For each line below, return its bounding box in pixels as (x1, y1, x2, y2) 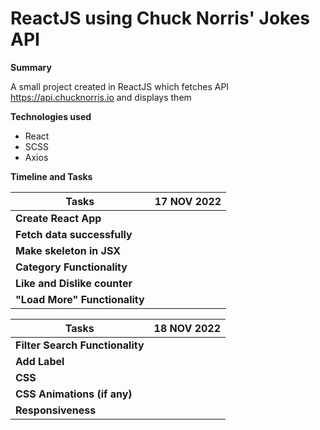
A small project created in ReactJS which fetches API (10, 80, 230, 92)
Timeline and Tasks (10, 170, 93, 182)
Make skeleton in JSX (15, 243, 122, 257)
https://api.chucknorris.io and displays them (10, 91, 192, 103)
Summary (10, 61, 52, 73)
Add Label (15, 354, 65, 368)
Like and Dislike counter (15, 276, 133, 290)
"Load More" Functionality (15, 292, 145, 306)
